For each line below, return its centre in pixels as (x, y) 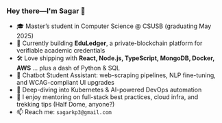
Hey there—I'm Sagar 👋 (46, 11)
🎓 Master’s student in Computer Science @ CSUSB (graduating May (114, 26)
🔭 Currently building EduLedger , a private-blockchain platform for (109, 43)
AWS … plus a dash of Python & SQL (68, 68)
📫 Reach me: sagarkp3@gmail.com (64, 112)
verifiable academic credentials (61, 51)
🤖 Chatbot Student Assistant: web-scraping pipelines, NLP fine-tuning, (116, 75)
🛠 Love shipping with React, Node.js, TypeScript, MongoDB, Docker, (115, 58)
